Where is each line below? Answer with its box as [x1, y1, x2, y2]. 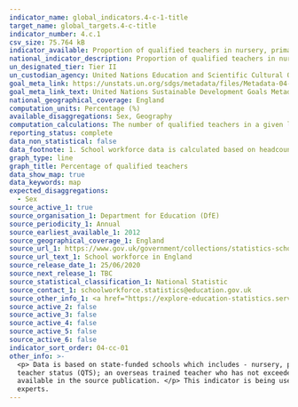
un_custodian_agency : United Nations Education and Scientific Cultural [9, 71, 284, 80]
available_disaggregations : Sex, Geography [9, 112, 173, 121]
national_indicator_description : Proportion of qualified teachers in [9, 54, 276, 63]
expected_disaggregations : [9, 187, 109, 196]
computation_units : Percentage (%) [9, 104, 141, 113]
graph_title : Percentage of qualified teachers [9, 162, 189, 171]
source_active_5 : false [9, 327, 98, 336]
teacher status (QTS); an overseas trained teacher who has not [17, 368, 260, 378]
